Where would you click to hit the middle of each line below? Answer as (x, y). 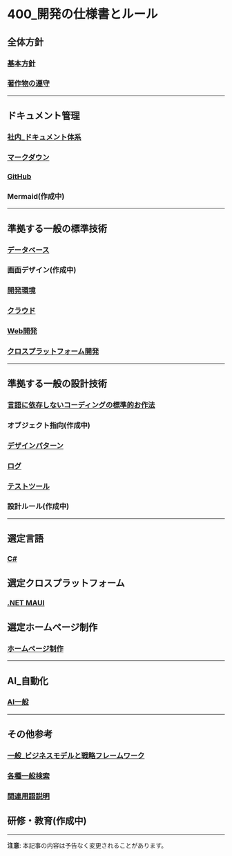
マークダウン (28, 158)
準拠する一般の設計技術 (57, 383)
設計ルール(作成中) (38, 506)
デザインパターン (36, 445)
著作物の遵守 (29, 84)
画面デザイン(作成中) (42, 270)
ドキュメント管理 (43, 116)
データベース (28, 250)
